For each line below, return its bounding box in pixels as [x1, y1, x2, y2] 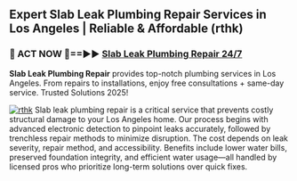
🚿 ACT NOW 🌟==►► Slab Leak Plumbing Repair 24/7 [9, 48, 243, 61]
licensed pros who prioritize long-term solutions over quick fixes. [9, 160, 248, 172]
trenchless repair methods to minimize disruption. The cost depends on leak [9, 133, 289, 144]
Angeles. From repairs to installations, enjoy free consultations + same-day [9, 78, 285, 88]
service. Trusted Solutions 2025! [9, 86, 129, 97]
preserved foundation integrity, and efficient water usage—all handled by [9, 152, 277, 162]
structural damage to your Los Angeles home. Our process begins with [9, 113, 269, 124]
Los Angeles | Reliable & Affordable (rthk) [9, 21, 244, 37]
